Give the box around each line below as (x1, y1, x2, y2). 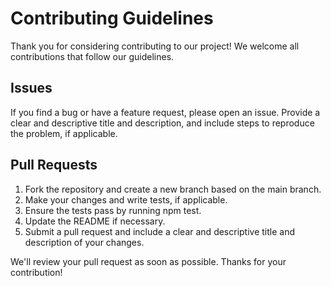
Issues (10, 80, 53, 97)
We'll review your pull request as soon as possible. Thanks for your (10, 255, 287, 267)
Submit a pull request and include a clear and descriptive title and (24, 225, 296, 237)
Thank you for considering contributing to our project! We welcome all (10, 40, 300, 52)
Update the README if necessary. (24, 215, 166, 227)
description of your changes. (24, 236, 145, 248)
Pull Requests (10, 157, 98, 174)
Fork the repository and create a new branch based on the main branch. (24, 183, 322, 195)
